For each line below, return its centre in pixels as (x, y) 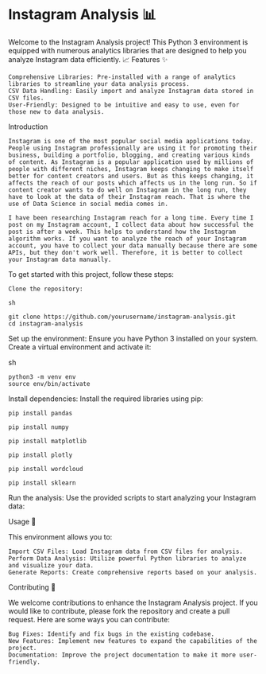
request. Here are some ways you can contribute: (89, 619)
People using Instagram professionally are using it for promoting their (133, 148)
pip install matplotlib (48, 441)
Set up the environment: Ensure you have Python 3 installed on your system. (133, 338)
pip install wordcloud (46, 469)
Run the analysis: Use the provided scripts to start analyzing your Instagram (132, 497)
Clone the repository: (46, 289)
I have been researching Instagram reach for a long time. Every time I (131, 218)
